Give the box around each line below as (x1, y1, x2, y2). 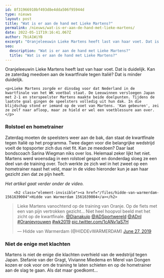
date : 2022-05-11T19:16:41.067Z (5, 30, 71, 35)
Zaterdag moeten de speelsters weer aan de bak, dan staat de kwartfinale (5, 135, 155, 140)
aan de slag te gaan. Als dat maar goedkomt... (5, 267, 98, 273)
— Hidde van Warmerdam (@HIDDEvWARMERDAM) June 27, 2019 (17, 228, 152, 234)
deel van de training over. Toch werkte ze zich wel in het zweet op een (5, 161, 148, 167)
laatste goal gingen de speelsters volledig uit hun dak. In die (5, 99, 141, 104)
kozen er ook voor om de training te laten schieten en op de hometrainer (5, 262, 152, 268)
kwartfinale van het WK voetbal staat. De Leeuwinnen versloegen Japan (5, 90, 155, 96)
